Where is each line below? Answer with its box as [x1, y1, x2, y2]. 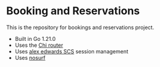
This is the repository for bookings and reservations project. [6, 24, 155, 31]
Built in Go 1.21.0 [14, 35, 56, 42]
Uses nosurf [14, 54, 46, 61]
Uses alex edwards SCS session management [14, 47, 129, 55]
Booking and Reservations [6, 4, 140, 18]
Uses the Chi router [14, 42, 64, 49]
